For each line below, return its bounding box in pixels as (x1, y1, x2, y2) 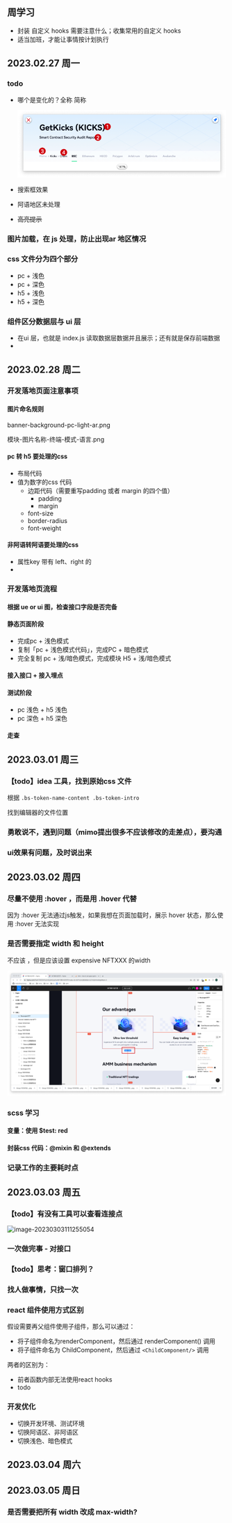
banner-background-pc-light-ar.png (7, 421, 111, 429)
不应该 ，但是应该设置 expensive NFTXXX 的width (7, 956, 151, 964)
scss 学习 (7, 1108, 40, 1118)
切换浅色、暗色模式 (17, 1437, 73, 1445)
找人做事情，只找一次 (7, 1285, 78, 1295)
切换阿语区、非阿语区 (17, 1428, 78, 1436)
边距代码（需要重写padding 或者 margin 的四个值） (27, 486, 174, 494)
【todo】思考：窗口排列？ (7, 1265, 94, 1274)
